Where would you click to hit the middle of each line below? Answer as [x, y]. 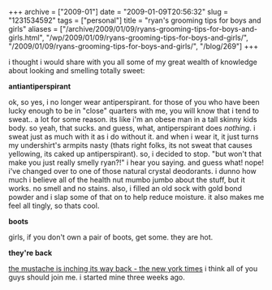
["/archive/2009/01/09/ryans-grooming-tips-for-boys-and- [159, 29]
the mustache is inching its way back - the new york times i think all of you [133, 268]
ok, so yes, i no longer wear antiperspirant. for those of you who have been [134, 102]
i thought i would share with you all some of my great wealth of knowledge [133, 62]
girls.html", [26, 37]
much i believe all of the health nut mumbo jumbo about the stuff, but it [127, 180]
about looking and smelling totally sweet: [77, 71]
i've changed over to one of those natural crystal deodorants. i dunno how [133, 171]
